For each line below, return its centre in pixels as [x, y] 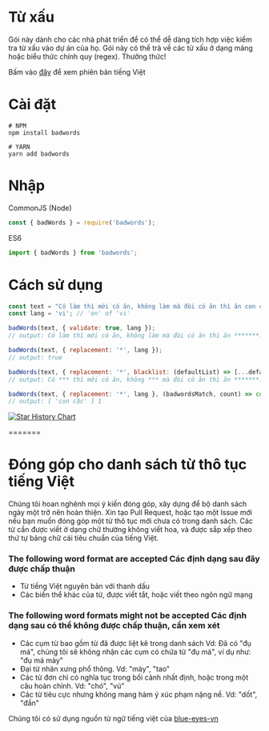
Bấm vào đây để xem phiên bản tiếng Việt [77, 71]
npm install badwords [44, 132]
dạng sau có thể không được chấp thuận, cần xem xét [114, 626]
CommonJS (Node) [40, 208]
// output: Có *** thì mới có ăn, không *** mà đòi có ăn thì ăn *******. [136, 380]
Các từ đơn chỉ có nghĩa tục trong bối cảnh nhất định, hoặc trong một [134, 677]
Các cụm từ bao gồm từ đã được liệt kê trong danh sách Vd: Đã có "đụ [136, 643]
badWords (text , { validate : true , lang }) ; [82, 328]
